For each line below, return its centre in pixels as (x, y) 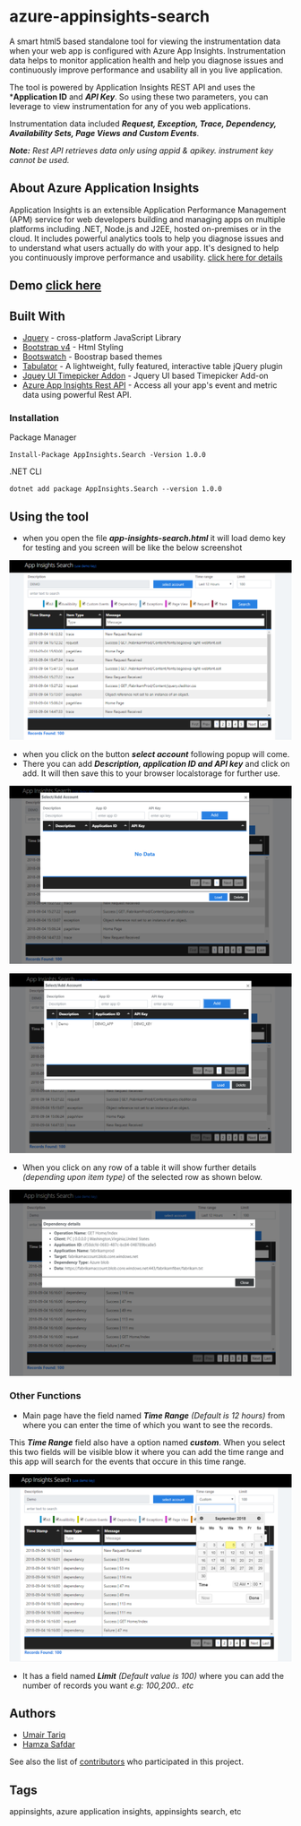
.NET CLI (26, 471)
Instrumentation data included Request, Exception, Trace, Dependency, (143, 124)
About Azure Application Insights (104, 189)
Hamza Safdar (49, 1744)
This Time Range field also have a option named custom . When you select (147, 1442)
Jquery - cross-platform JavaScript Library (102, 337)
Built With (37, 316)
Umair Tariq (44, 1735)
